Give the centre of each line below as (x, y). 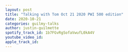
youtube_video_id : (24, 38)
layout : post (19, 10)
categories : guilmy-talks (32, 24)
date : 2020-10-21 (23, 19)
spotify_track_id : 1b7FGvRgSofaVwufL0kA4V (50, 33)
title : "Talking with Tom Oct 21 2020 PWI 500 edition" (64, 14)
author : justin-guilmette (32, 28)
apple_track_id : (22, 42)
